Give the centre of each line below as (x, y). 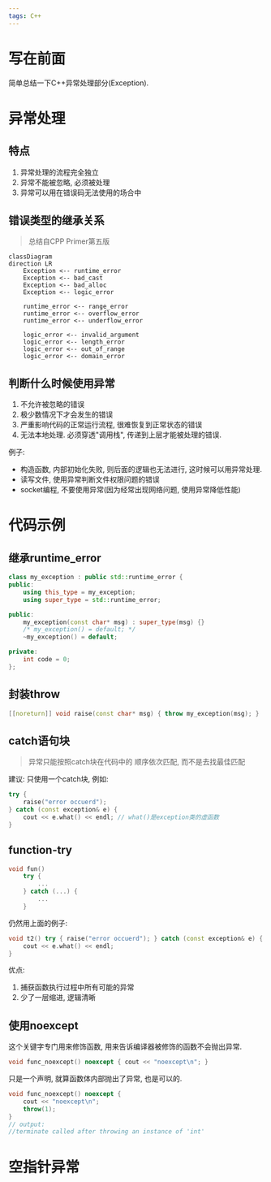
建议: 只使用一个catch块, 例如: (58, 779)
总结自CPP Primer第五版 (69, 241)
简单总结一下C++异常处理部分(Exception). (79, 83)
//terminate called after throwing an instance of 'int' (107, 1132)
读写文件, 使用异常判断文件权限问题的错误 (90, 479)
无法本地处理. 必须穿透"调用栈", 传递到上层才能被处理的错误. (120, 435)
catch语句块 (39, 740)
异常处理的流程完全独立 (59, 172)
